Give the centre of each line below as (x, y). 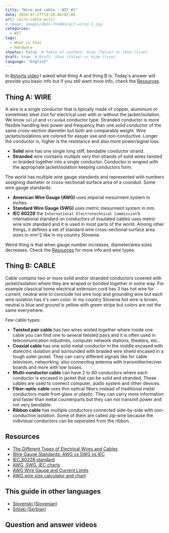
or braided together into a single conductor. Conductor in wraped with (85, 162)
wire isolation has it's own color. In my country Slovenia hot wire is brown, (82, 299)
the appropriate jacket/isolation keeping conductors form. (72, 167)
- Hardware (21, 47)
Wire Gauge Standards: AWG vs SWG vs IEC (59, 454)
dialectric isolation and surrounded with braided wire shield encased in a (88, 351)
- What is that (26, 43)
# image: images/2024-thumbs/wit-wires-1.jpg (54, 24)
